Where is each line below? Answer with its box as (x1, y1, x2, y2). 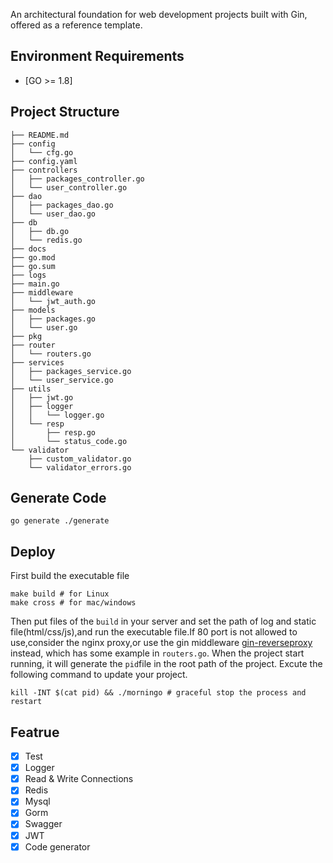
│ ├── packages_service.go (10, 366, 132, 376)
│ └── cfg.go (10, 147, 74, 158)
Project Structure (10, 104, 120, 121)
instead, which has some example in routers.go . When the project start (10, 647, 305, 659)
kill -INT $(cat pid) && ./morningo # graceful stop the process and (10, 688, 307, 698)
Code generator (24, 840, 91, 853)
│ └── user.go (10, 322, 78, 333)
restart (10, 697, 43, 707)
